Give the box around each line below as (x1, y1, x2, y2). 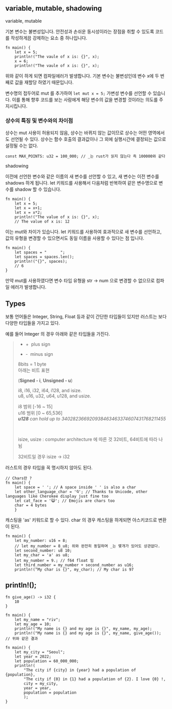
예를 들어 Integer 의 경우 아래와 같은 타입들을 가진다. (5, 331, 110, 337)
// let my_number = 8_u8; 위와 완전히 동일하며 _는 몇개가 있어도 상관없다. (14, 543, 160, 549)
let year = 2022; (14, 654, 52, 659)
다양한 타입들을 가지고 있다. (5, 320, 60, 326)
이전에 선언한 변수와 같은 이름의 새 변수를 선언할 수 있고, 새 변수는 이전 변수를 (5, 173, 160, 179)
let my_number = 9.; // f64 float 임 (14, 558, 94, 563)
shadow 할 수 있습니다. (14, 186, 61, 192)
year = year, (24, 685, 52, 690)
